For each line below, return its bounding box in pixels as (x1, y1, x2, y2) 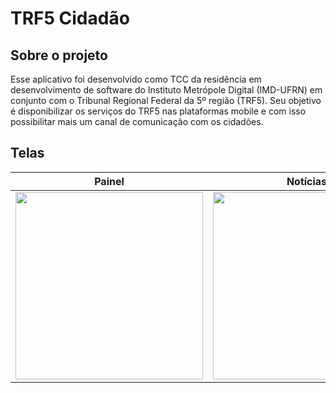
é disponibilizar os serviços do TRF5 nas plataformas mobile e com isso (10, 105, 307, 117)
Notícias (286, 174, 328, 188)
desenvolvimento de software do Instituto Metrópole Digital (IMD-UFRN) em (10, 84, 323, 96)
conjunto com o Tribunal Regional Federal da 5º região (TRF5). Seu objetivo (10, 95, 322, 106)
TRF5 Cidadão (10, 7, 130, 30)
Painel (94, 174, 125, 188)
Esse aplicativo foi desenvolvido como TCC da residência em (10, 73, 262, 85)
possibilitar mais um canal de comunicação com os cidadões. (10, 116, 264, 127)
